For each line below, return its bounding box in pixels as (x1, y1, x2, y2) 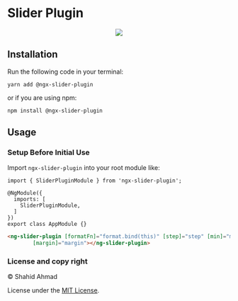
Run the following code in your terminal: (7, 67, 124, 76)
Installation (7, 48, 58, 61)
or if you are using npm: (7, 93, 77, 102)
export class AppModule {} (7, 221, 87, 228)
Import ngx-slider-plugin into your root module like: (7, 164, 161, 172)
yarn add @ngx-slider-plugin (7, 81, 93, 88)
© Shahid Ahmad (7, 273, 58, 281)
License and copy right (7, 256, 88, 266)
